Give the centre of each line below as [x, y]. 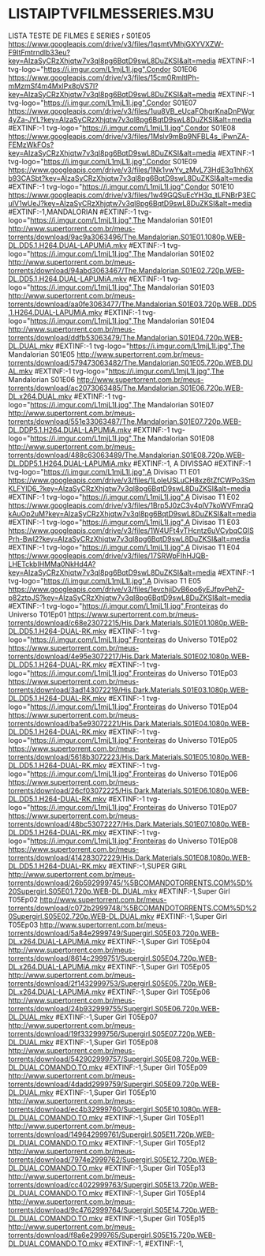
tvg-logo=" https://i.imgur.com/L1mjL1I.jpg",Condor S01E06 [103, 69]
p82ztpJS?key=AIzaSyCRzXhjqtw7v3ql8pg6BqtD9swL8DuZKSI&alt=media [129, 598]
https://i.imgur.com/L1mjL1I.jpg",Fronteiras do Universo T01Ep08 [134, 841]
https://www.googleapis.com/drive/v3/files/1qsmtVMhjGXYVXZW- [116, 43]
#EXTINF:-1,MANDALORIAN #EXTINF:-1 [72, 212]
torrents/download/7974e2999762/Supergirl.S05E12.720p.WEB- [113, 1159]
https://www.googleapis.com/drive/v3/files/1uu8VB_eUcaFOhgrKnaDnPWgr [131, 111]
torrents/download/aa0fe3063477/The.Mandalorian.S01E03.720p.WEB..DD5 [132, 304]
